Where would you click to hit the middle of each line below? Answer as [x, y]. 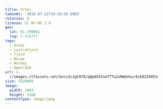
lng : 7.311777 [24, 37]
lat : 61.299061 [25, 32]
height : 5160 [23, 95]
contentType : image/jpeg [30, 99]
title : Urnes [18, 9]
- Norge [17, 59]
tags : [10, 41]
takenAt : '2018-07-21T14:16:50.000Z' [43, 14]
